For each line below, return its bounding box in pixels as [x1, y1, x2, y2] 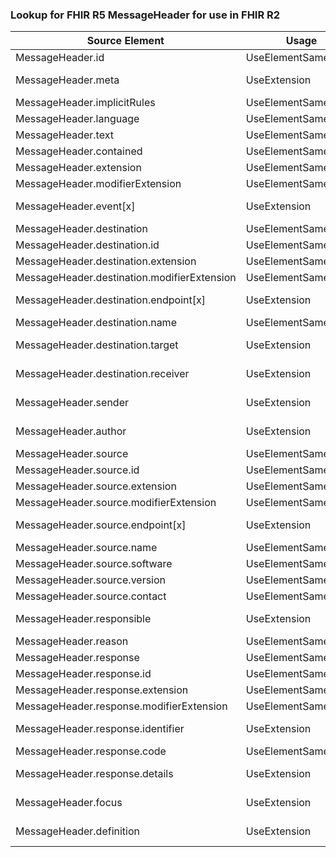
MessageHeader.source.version [15, 573, 167, 587]
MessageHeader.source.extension [15, 479, 177, 493]
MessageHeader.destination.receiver [15, 367, 190, 381]
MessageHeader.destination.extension [15, 254, 197, 268]
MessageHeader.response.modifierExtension [15, 699, 228, 713]
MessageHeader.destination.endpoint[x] [15, 293, 206, 307]
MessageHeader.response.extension [15, 683, 189, 697]
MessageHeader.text [15, 128, 114, 142]
